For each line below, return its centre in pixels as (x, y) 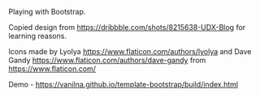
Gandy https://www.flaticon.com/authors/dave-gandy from (107, 60)
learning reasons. (38, 36)
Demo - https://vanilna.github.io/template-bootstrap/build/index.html (123, 84)
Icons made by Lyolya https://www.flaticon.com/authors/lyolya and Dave (130, 51)
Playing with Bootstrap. (47, 12)
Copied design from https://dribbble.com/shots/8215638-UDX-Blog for (127, 27)
